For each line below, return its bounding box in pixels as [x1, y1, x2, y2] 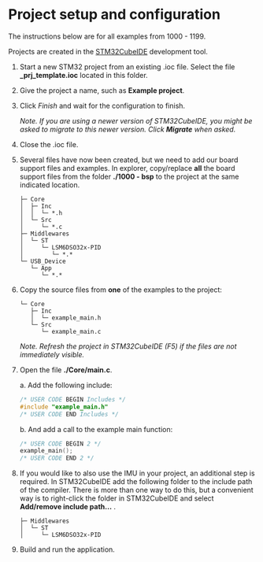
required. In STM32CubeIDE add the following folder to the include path [19, 477, 253, 486]
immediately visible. [19, 349, 85, 359]
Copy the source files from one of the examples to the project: [19, 285, 222, 294]
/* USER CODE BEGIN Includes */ [19, 395, 126, 403]
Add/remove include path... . [19, 502, 117, 512]
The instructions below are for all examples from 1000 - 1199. [8, 31, 206, 41]
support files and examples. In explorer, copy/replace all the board [19, 163, 235, 172]
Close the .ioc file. [19, 139, 79, 149]
